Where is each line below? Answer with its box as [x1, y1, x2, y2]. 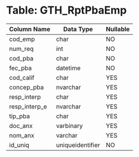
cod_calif [9, 73, 34, 82]
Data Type [63, 25, 93, 33]
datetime [56, 63, 81, 72]
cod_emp [9, 35, 35, 43]
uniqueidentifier [56, 140, 100, 149]
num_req [9, 44, 34, 53]
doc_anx [9, 121, 33, 130]
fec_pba [9, 63, 32, 72]
